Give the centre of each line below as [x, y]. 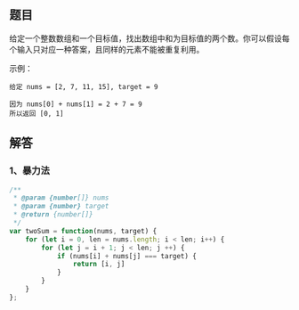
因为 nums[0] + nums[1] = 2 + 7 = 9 [76, 104]
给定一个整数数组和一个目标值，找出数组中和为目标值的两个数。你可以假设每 [149, 38]
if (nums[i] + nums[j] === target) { [127, 256]
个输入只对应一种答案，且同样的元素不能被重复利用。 [107, 49]
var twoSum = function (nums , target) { [83, 231]
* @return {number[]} [53, 215]
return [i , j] [99, 265]
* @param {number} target [61, 207]
